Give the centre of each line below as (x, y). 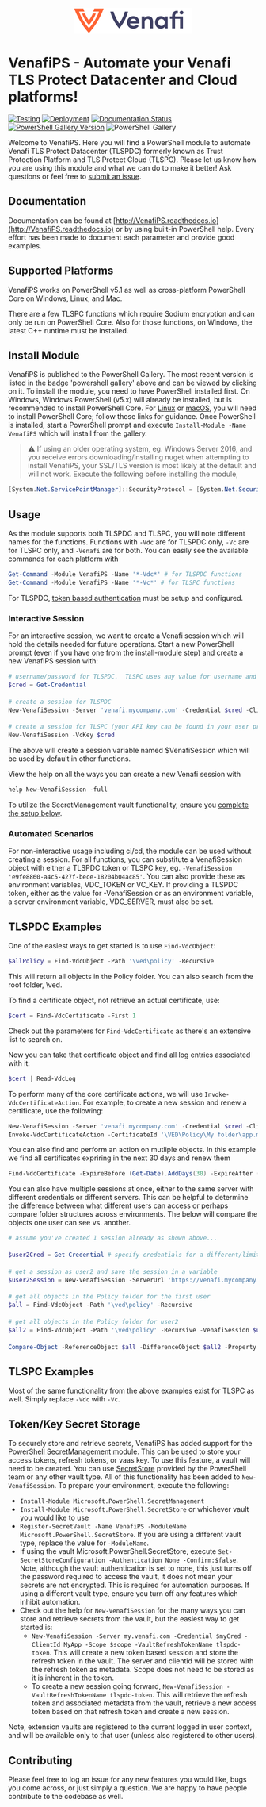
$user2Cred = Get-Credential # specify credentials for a (106, 1255)
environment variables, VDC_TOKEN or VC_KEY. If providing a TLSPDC (123, 885)
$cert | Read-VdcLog (42, 1078)
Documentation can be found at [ (62, 220)
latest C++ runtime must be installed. (68, 330)
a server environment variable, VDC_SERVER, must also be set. (111, 902)
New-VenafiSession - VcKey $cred (61, 735)
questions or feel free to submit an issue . (75, 176)
